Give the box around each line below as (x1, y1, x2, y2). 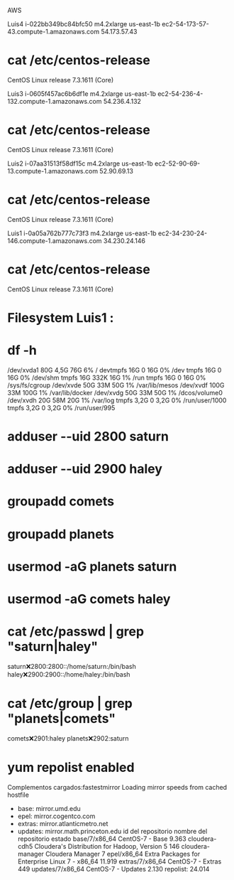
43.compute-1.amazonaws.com (7, 28, 100, 36)
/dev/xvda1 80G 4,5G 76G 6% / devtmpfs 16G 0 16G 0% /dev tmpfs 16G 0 (7, 365, 222, 374)
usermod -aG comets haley (7, 591, 171, 607)
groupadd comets (7, 493, 115, 510)
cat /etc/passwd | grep (7, 623, 144, 640)
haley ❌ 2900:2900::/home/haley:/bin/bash (7, 670, 130, 678)
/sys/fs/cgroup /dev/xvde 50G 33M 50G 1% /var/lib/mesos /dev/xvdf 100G (7, 380, 225, 390)
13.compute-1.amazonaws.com (7, 166, 98, 175)
